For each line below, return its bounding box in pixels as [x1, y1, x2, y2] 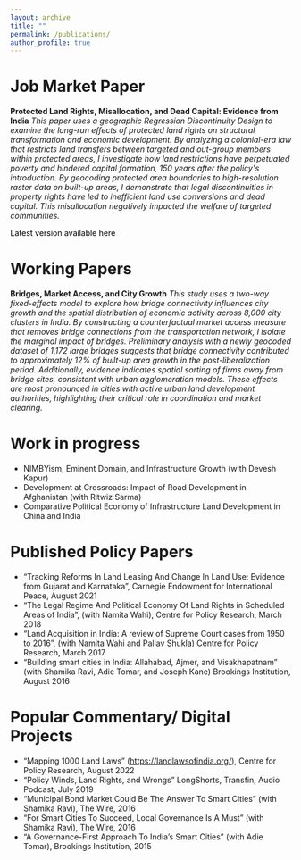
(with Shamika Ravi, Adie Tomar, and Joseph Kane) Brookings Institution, [22, 666, 291, 677]
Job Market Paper [10, 77, 146, 96]
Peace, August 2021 [22, 590, 97, 601]
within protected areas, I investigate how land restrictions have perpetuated [10, 154, 290, 164]
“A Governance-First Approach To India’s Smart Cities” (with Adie [22, 831, 263, 842]
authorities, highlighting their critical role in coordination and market [10, 393, 262, 404]
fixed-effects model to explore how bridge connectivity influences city [10, 298, 269, 309]
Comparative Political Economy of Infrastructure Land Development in [22, 501, 280, 512]
